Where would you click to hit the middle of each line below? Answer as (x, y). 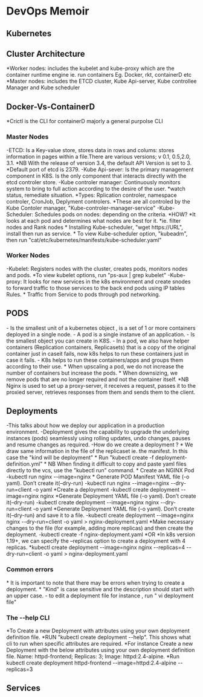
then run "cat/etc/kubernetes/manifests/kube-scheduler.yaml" (84, 240)
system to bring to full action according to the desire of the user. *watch (96, 188)
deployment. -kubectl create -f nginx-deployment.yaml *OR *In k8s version (101, 535)
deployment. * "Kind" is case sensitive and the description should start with (100, 589)
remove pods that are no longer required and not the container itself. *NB (98, 379)
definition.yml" (24, 464)
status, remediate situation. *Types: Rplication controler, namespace (92, 195)
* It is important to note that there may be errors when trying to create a (95, 583)
